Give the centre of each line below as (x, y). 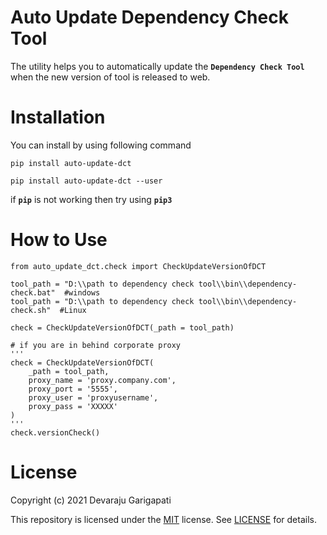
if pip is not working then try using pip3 (91, 199)
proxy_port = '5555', (73, 389)
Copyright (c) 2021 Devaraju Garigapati (91, 500)
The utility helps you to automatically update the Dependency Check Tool (157, 66)
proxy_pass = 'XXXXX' (73, 406)
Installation (58, 117)
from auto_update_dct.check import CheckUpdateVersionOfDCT (138, 266)
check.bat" (33, 292)
